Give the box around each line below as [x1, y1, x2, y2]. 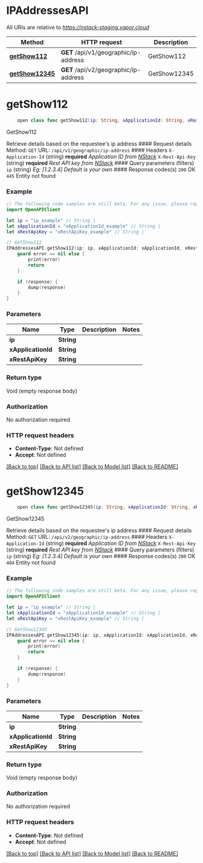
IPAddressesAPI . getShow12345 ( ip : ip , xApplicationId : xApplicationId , [6, 632, 188, 638]
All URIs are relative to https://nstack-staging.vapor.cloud [6, 24, 150, 31]
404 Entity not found [6, 559, 56, 566]
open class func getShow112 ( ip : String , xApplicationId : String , [17, 117, 185, 123]
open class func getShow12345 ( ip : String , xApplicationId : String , [17, 504, 190, 510]
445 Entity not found [6, 172, 56, 179]
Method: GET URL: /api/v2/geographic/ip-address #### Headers [6, 533, 168, 541]
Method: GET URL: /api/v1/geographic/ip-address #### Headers [6, 146, 168, 154]
